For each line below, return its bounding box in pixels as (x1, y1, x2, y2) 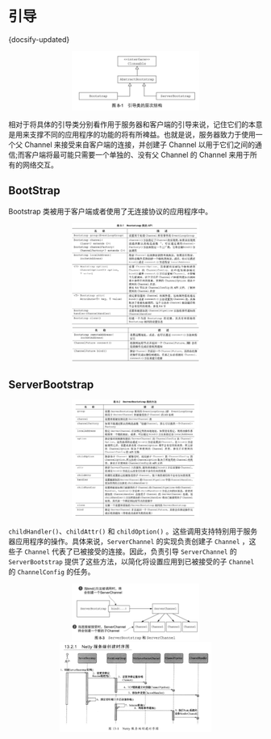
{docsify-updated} (8, 34, 70, 44)
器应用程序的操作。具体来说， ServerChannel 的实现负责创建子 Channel (8, 537, 240, 547)
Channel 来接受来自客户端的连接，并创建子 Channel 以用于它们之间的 (23, 140, 256, 150)
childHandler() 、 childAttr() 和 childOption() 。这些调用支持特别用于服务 (8, 526, 258, 536)
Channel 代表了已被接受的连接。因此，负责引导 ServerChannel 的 (23, 547, 237, 556)
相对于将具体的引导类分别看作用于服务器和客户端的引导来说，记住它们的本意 (8, 120, 263, 129)
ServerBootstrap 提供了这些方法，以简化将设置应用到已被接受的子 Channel (8, 557, 255, 567)
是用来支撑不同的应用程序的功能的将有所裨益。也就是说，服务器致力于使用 (8, 130, 256, 140)
